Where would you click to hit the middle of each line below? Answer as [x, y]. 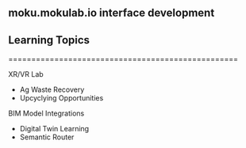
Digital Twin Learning [54, 129]
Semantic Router [47, 137]
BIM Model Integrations [46, 113]
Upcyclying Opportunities [61, 98]
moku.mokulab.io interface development [111, 13]
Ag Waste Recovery [52, 89]
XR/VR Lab [26, 74]
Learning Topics [49, 40]
